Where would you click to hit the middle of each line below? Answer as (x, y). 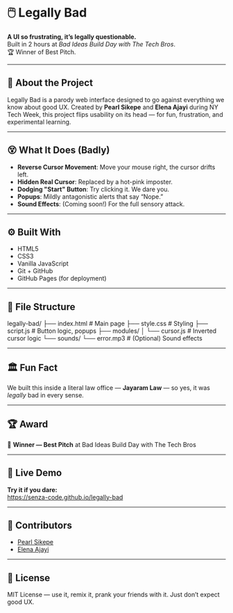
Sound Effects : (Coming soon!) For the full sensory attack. (101, 204)
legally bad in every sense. (46, 395)
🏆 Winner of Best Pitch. (42, 51)
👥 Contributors (40, 526)
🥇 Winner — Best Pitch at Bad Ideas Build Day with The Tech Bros (102, 444)
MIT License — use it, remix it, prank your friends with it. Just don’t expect (113, 595)
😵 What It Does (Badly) (59, 150)
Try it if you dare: (32, 489)
